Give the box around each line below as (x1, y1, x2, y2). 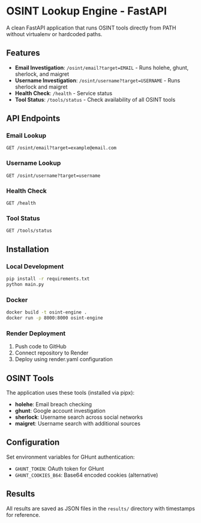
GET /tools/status (6, 227, 52, 234)
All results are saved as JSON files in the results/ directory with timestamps (6, 504, 195, 512)
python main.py (6, 281, 44, 287)
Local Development (6, 262, 64, 270)
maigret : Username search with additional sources (14, 419, 141, 427)
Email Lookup (6, 131, 47, 140)
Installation (6, 244, 49, 254)
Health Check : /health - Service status (14, 89, 113, 97)
